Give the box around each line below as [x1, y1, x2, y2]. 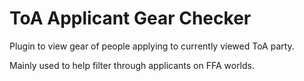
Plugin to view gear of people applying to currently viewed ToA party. [9, 40, 295, 52]
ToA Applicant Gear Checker [9, 7, 252, 30]
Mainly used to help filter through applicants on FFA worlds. [9, 59, 255, 71]
